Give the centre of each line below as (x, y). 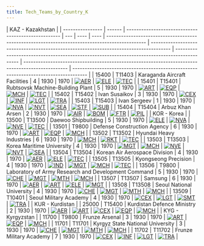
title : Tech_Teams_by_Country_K (47, 12)
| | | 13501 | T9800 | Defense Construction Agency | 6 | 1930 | (111, 126)
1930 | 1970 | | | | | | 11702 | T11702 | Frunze (100, 230)
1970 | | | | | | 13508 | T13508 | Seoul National (99, 184)
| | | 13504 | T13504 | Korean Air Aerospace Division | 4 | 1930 (112, 152)
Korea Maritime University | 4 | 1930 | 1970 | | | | (95, 146)
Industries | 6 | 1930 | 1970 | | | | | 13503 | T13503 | (98, 139)
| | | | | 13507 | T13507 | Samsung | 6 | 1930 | (110, 178)
